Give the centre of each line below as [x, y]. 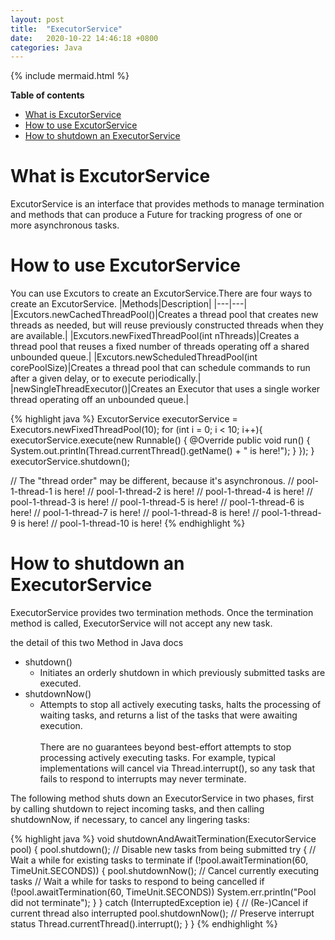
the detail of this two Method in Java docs [97, 643]
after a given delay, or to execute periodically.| [106, 378]
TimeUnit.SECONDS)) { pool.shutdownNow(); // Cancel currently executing [165, 871]
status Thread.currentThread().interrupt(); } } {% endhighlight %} [144, 924]
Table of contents [47, 95]
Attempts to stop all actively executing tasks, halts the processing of [180, 705]
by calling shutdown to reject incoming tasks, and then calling [137, 809]
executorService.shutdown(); [70, 462]
